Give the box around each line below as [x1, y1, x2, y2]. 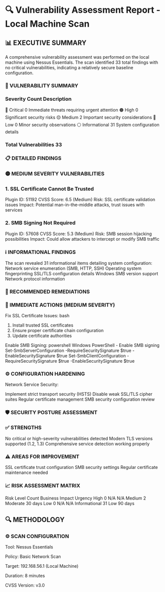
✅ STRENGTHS [5, 424, 42, 431]
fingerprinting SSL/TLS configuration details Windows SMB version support [5, 270, 159, 276]
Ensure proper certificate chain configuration [12, 328, 104, 334]
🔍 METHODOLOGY [5, 515, 65, 524]
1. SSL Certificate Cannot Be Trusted [5, 185, 94, 192]
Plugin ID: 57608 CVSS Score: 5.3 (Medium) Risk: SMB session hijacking [5, 231, 152, 237]
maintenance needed [5, 469, 48, 475]
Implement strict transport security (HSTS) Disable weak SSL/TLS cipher [5, 391, 153, 397]
